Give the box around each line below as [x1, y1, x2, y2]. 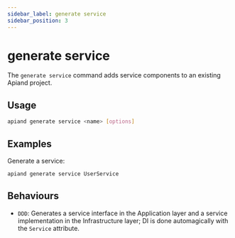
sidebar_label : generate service [7, 10, 106, 18]
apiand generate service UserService [7, 170, 119, 178]
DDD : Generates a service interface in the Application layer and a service [17, 209, 228, 217]
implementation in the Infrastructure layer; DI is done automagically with [17, 216, 229, 225]
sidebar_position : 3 [7, 17, 69, 24]
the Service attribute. [17, 224, 80, 232]
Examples [7, 138, 52, 150]
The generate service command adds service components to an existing [7, 71, 222, 80]
